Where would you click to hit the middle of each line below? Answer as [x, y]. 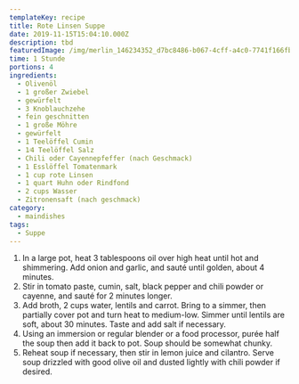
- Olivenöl [37, 84]
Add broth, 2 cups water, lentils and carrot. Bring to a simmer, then [144, 306]
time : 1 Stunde [37, 59]
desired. [37, 372]
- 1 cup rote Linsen [55, 175]
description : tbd [41, 42]
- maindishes [41, 216]
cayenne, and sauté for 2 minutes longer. [97, 296]
